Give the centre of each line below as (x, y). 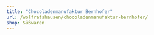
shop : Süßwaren (26, 23)
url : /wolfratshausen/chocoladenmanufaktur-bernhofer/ (77, 17)
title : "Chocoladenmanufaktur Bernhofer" (60, 12)
